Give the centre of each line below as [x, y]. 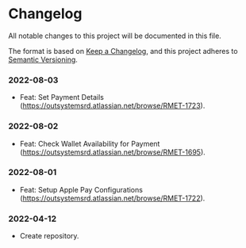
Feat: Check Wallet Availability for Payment [90, 143]
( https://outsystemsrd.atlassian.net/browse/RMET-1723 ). [112, 106]
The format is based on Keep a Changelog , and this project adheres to [123, 51]
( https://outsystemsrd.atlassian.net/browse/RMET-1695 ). [113, 152]
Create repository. [49, 236]
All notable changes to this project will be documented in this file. [115, 36]
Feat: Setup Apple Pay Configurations [81, 189]
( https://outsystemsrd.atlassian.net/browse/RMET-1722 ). [112, 198]
